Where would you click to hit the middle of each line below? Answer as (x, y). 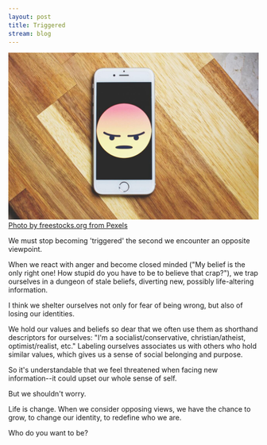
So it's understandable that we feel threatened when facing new (113, 370)
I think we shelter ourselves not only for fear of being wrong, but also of (126, 305)
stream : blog (30, 33)
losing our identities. (42, 314)
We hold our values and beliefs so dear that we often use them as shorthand (133, 329)
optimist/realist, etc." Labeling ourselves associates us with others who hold (132, 346)
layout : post (30, 17)
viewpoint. (25, 250)
